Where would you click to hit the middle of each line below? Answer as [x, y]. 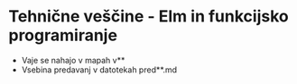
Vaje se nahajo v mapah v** [73, 60]
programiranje [63, 35]
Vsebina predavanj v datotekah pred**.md [99, 70]
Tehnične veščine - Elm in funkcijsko [149, 17]
